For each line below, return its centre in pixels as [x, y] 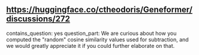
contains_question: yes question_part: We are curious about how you [91, 33]
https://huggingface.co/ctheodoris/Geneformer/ [99, 10]
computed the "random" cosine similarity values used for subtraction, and [97, 39]
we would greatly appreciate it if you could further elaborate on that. [91, 46]
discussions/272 [38, 19]
